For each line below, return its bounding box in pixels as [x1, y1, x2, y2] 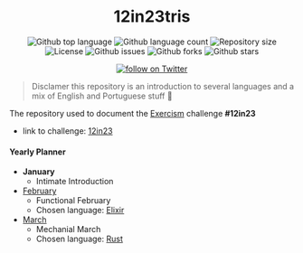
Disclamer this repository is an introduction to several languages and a [31, 80, 295, 91]
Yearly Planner [9, 146, 66, 157]
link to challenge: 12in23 [22, 125, 113, 136]
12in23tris [113, 6, 191, 27]
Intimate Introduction [35, 176, 114, 187]
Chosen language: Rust [35, 233, 124, 245]
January [22, 166, 56, 177]
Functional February [35, 195, 111, 206]
